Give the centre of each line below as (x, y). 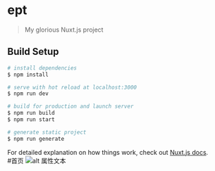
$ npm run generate (36, 139)
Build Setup (33, 52)
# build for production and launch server (70, 107)
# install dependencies (42, 68)
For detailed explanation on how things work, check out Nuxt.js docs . (108, 152)
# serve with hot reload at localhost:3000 (72, 87)
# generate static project (47, 132)
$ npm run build (31, 113)
